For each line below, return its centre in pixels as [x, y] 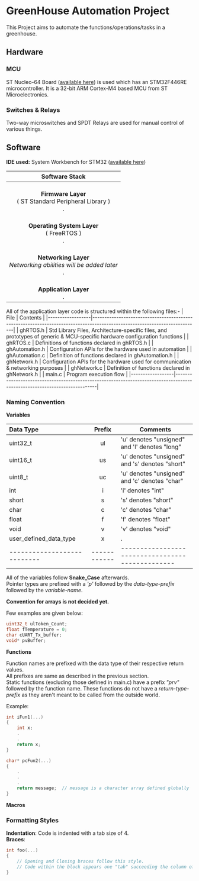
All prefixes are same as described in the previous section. [78, 676]
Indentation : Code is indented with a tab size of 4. [68, 833]
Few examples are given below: [44, 613]
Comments [155, 430]
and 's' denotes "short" [153, 464]
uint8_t [19, 477]
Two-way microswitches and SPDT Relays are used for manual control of [95, 122]
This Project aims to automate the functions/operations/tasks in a [86, 27]
